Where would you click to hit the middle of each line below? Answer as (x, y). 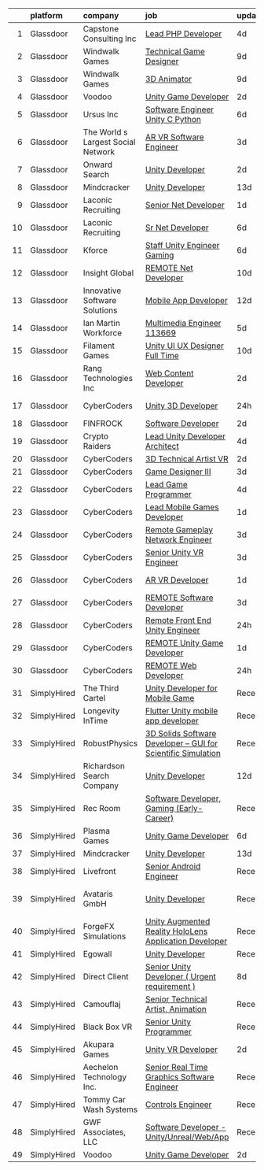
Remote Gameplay (179, 529)
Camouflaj (102, 1004)
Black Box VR (107, 1027)
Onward (97, 165)
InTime (95, 721)
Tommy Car (104, 1100)
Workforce (103, 333)
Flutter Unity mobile (181, 711)
